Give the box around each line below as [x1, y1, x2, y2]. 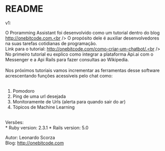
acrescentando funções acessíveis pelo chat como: [5, 72, 113, 79]
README [5, 3, 44, 15]
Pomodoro [12, 88, 35, 94]
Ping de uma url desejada [12, 93, 66, 99]
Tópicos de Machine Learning [12, 104, 75, 110]
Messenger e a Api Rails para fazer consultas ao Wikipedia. [5, 56, 129, 62]
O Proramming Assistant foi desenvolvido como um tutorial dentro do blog [5, 29, 160, 35]
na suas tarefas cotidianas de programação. [5, 40, 97, 46]
